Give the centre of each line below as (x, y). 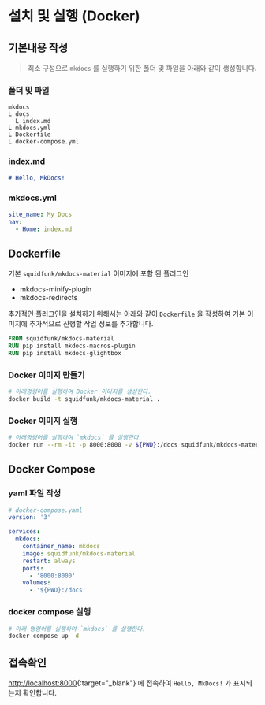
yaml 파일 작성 (35, 493)
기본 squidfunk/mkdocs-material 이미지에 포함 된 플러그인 (99, 273)
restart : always (49, 561)
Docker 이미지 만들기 (47, 375)
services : (24, 532)
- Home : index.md (44, 229)
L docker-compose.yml (44, 142)
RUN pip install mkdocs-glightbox (65, 353)
